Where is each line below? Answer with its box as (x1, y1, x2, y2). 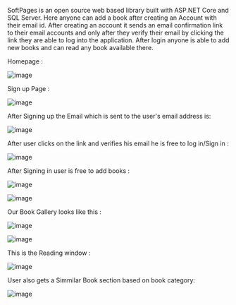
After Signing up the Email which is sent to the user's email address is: (7, 112, 211, 120)
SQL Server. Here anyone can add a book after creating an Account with (7, 13, 217, 22)
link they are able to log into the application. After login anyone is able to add (7, 36, 230, 44)
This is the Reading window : (7, 249, 91, 257)
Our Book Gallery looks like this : (7, 208, 102, 216)
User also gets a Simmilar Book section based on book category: (7, 276, 196, 285)
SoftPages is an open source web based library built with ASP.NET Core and (7, 6, 229, 14)
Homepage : (7, 57, 44, 66)
